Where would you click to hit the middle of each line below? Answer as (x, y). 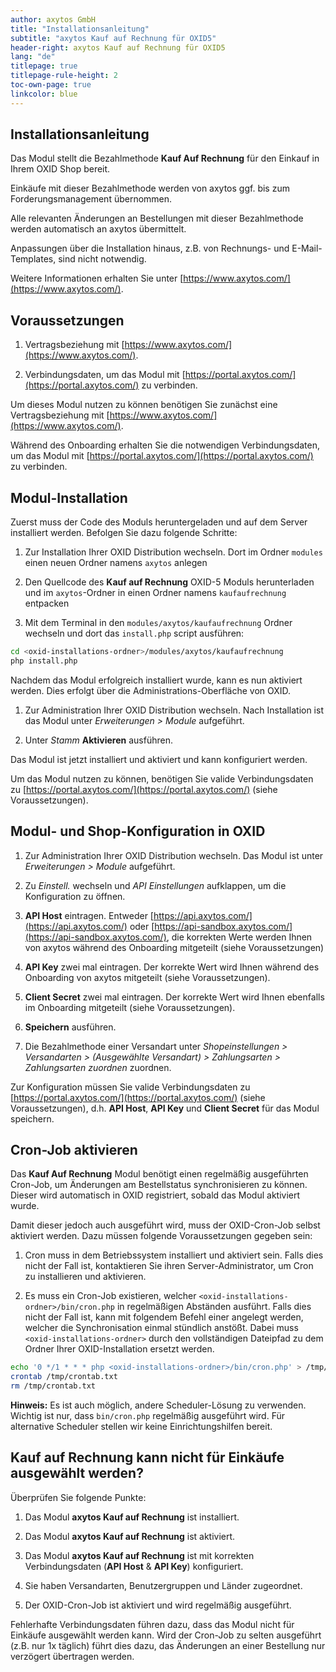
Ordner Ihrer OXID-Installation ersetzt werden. (119, 1349)
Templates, (33, 259)
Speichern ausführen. (70, 1027)
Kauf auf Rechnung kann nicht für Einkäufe (147, 1457)
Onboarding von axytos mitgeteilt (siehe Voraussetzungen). (147, 977)
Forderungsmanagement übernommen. (91, 199)
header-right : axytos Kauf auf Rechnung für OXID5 (118, 47)
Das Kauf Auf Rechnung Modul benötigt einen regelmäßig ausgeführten (159, 1174)
